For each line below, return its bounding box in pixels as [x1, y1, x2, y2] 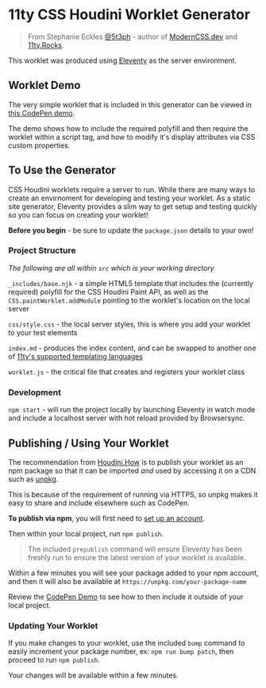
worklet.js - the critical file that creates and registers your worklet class [8, 367, 245, 377]
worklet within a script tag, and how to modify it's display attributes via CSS [8, 132, 256, 141]
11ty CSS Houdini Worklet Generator [8, 6, 251, 24]
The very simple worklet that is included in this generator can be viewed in [8, 99, 253, 109]
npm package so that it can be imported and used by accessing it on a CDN [8, 466, 256, 475]
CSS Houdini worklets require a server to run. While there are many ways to [8, 184, 256, 194]
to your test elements [8, 327, 78, 337]
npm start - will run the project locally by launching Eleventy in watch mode [8, 405, 256, 415]
